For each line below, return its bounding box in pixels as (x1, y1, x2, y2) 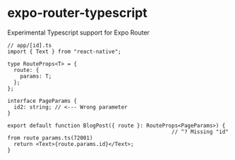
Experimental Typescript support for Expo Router (7, 28, 150, 37)
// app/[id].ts (7, 42, 52, 49)
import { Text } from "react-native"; (7, 48, 121, 55)
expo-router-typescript (7, 5, 147, 21)
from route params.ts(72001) (7, 134, 93, 142)
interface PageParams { (7, 97, 78, 104)
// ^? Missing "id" (171, 128, 229, 135)
